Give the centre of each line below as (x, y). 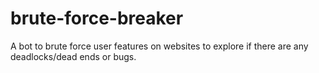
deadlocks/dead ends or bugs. (73, 56)
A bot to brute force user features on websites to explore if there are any (159, 46)
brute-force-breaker (97, 18)
